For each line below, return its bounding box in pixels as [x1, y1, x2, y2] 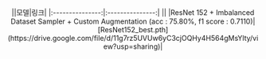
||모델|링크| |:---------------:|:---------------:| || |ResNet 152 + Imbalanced [11, 8, 255, 17]
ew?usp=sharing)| [103, 42, 163, 51]
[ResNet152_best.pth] [97, 25, 169, 34]
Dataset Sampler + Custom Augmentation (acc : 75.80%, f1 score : [10, 17, 229, 26]
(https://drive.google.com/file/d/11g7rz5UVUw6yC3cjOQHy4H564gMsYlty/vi [7, 34, 259, 42]
